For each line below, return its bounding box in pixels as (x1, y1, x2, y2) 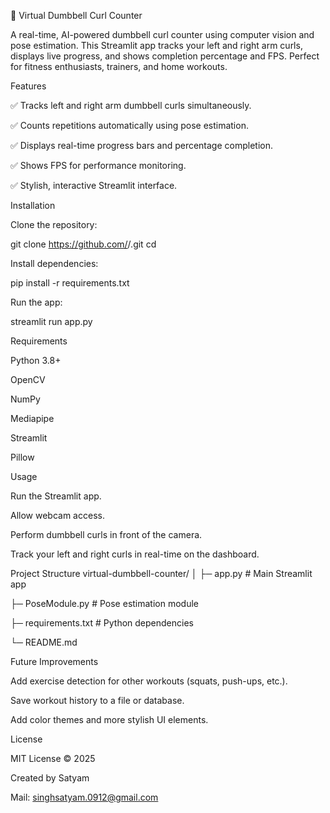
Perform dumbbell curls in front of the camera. (10, 529, 203, 540)
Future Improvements (10, 656, 99, 667)
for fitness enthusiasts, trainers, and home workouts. (10, 61, 228, 72)
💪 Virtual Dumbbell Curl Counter (10, 10, 143, 21)
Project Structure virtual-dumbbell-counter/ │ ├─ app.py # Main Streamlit (10, 568, 313, 579)
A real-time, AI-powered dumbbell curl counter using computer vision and (10, 29, 315, 40)
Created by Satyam (10, 772, 90, 784)
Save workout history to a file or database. (10, 695, 185, 706)
